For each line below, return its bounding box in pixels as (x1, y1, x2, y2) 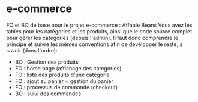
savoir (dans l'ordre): (6, 47, 58, 54)
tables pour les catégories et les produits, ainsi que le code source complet (6, 27, 193, 35)
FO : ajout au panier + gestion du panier (14, 77, 114, 85)
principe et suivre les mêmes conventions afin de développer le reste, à (6, 41, 183, 48)
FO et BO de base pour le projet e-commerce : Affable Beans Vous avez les (6, 21, 193, 29)
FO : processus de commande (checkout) (14, 84, 118, 91)
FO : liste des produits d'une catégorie (14, 71, 110, 78)
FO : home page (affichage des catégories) (14, 64, 122, 72)
